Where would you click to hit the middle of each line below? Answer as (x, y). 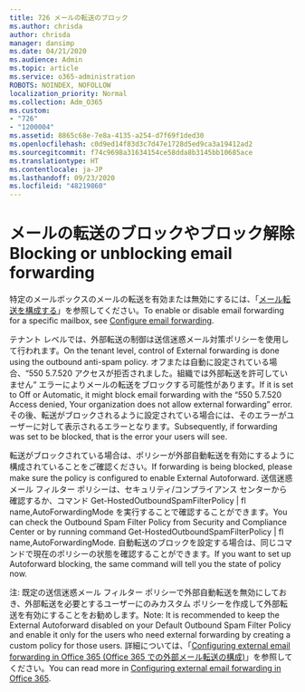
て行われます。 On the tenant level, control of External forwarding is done (144, 351)
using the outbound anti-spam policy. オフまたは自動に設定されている (139, 362)
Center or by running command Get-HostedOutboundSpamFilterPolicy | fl (147, 532)
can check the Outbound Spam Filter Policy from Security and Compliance (148, 523)
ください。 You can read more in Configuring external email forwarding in (145, 668)
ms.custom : (30, 111)
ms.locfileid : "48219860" (58, 187)
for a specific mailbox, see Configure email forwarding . (112, 321)
